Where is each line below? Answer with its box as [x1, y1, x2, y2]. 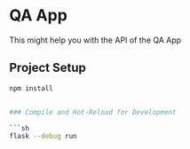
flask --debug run [9, 132, 77, 141]
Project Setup [9, 60, 87, 75]
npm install [9, 83, 53, 93]
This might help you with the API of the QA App [9, 35, 182, 45]
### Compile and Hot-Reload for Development [9, 107, 177, 116]
